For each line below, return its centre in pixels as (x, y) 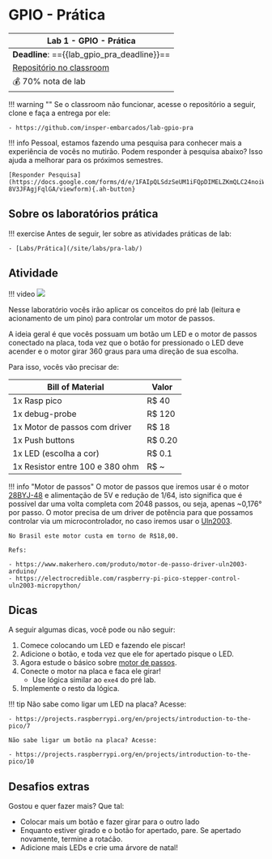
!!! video (22, 294)
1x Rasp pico (37, 401)
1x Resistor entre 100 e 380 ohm (76, 466)
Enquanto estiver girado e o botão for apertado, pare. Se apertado (130, 831)
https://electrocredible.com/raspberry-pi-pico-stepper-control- (128, 578)
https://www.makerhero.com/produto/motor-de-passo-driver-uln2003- (132, 564)
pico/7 (19, 726)
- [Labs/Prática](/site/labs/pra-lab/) (76, 248)
